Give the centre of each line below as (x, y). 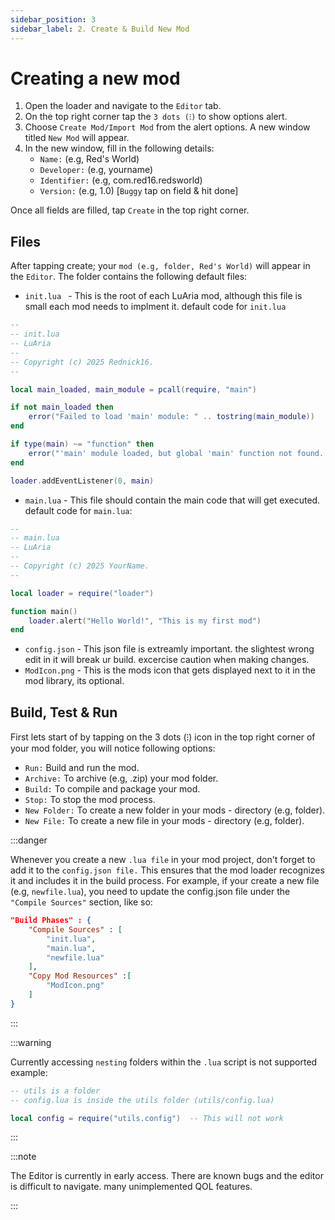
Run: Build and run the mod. (82, 768)
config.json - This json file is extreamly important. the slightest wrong (169, 649)
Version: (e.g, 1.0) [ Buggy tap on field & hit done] (139, 191)
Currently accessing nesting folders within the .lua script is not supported (164, 1062)
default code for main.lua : (78, 510)
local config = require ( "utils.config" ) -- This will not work (147, 1118)
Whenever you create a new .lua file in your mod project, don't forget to (163, 860)
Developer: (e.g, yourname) (96, 170)
